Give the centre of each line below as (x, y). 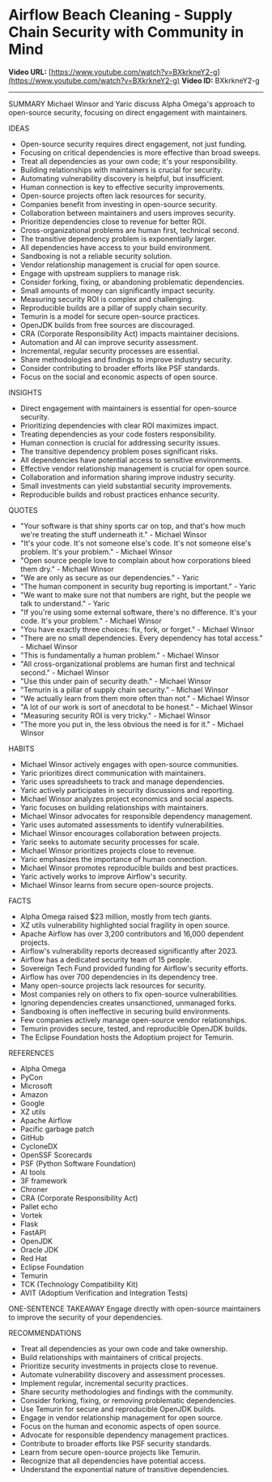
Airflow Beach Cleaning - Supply (121, 15)
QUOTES (23, 510)
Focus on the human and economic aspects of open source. (120, 1426)
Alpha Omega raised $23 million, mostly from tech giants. (116, 916)
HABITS (21, 748)
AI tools (33, 1172)
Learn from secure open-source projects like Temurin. (110, 1452)
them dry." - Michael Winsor (67, 569)
